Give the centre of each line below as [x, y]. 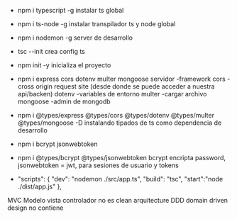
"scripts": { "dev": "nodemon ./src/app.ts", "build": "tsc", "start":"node [120, 179]
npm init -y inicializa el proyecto [64, 65]
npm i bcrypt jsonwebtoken [57, 144]
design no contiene [35, 208]
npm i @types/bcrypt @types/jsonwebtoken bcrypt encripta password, [121, 158]
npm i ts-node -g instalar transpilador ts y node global [97, 24]
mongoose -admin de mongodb [64, 101]
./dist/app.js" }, [40, 186]
